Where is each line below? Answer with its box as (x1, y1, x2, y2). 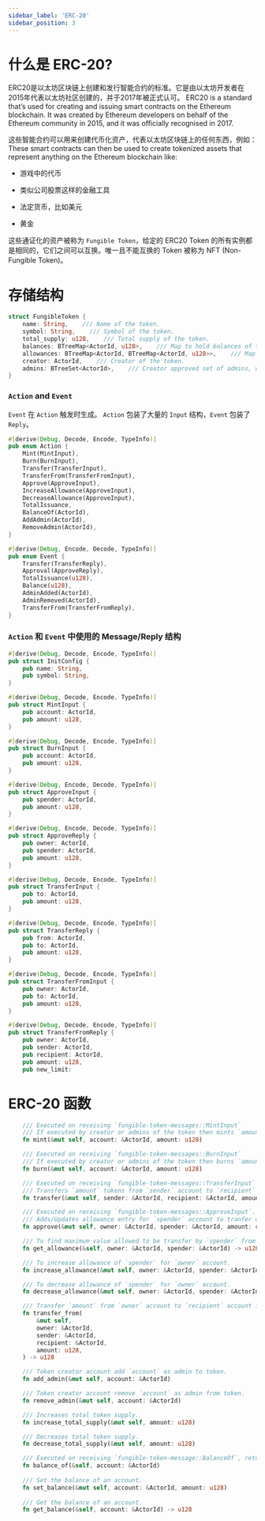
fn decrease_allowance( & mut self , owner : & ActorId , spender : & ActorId (22, 1288, 259, 1296)
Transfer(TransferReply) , (22, 559, 108, 568)
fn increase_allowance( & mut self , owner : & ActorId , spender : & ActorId (22, 1266, 259, 1274)
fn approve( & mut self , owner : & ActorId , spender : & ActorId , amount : (22, 1223, 252, 1231)
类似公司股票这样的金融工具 (19, 185, 110, 195)
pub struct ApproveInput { (8, 788, 97, 796)
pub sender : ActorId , (22, 1043, 93, 1052)
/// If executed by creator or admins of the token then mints (22, 1129, 235, 1137)
